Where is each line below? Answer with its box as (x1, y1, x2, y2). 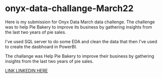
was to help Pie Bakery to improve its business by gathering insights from (5, 24, 152, 30)
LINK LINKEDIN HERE (5, 67, 48, 73)
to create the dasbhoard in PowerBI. (5, 44, 77, 49)
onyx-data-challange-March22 (5, 3, 134, 14)
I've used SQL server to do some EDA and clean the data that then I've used (5, 38, 157, 44)
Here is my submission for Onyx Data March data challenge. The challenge (5, 19, 155, 25)
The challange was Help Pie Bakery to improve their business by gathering (5, 53, 155, 59)
